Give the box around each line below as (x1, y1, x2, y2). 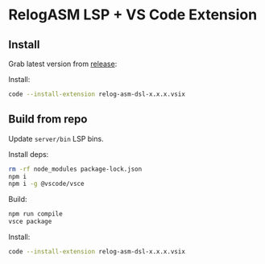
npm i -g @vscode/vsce (8, 179, 85, 188)
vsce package (8, 217, 52, 226)
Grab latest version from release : (8, 59, 118, 68)
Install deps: (8, 149, 49, 159)
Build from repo (8, 113, 88, 126)
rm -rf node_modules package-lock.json (8, 165, 143, 173)
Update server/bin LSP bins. (8, 134, 104, 143)
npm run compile (8, 210, 63, 218)
